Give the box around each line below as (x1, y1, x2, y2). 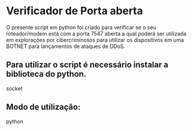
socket (6, 85, 22, 92)
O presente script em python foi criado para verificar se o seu (6, 24, 157, 31)
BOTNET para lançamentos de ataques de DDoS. (6, 43, 126, 50)
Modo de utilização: (6, 102, 81, 112)
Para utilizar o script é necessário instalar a (6, 60, 168, 70)
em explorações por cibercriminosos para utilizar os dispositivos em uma (6, 36, 184, 43)
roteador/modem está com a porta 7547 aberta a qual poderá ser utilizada (6, 30, 187, 37)
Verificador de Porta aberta (6, 4, 144, 18)
